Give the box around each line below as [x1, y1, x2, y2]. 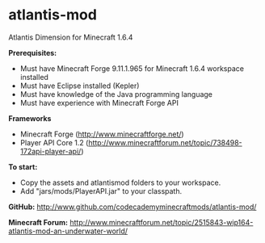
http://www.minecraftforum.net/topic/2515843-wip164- [69, 217, 254, 227]
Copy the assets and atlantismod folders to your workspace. [19, 178, 221, 187]
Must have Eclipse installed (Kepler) [19, 81, 140, 90]
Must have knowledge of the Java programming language [19, 89, 212, 98]
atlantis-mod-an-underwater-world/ [8, 226, 128, 236]
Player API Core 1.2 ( [19, 137, 89, 147]
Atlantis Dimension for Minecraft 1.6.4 [8, 32, 133, 42]
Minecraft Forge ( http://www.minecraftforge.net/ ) [19, 129, 184, 139]
